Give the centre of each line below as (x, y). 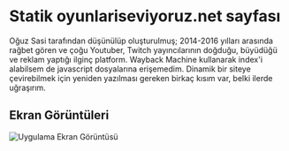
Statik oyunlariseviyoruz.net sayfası (145, 16)
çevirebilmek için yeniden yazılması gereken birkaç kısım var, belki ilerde (141, 78)
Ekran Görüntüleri (59, 115)
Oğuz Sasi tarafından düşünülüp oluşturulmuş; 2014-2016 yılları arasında (141, 41)
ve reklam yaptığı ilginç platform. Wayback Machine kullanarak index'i (136, 59)
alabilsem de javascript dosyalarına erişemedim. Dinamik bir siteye (130, 69)
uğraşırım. (27, 87)
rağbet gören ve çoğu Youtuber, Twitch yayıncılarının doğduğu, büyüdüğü (144, 49)
